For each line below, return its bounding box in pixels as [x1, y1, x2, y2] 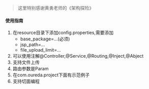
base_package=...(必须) [20, 36, 70, 42]
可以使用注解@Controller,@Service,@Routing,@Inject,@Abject [12, 53, 144, 59]
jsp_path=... [20, 41, 45, 48]
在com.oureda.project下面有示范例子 [12, 72, 90, 78]
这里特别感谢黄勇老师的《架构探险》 [17, 5, 94, 11]
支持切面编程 [12, 78, 40, 84]
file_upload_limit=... [20, 47, 61, 53]
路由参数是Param [12, 66, 49, 72]
